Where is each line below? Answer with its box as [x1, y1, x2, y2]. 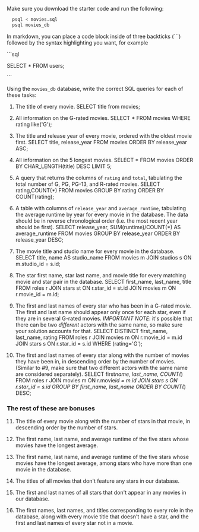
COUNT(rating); [15, 193, 55, 200]
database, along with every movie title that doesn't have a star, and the [15, 513, 189, 520]
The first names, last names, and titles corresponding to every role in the [15, 507, 194, 514]
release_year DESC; [15, 236, 64, 243]
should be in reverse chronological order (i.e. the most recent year [15, 217, 178, 224]
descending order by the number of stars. [15, 424, 118, 431]
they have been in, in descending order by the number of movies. [15, 357, 176, 365]
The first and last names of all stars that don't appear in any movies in [15, 489, 187, 496]
